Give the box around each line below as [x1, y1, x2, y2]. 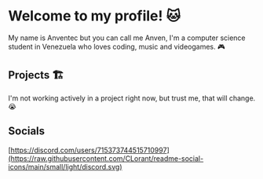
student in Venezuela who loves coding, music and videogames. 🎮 [8, 42, 225, 51]
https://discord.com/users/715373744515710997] [10, 145, 170, 155]
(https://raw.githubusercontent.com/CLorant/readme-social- [8, 153, 204, 163]
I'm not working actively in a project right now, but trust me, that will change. [8, 93, 256, 103]
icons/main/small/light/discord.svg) [8, 162, 122, 171]
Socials [8, 125, 46, 138]
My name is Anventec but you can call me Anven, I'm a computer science [8, 33, 246, 42]
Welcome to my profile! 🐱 [8, 7, 181, 25]
